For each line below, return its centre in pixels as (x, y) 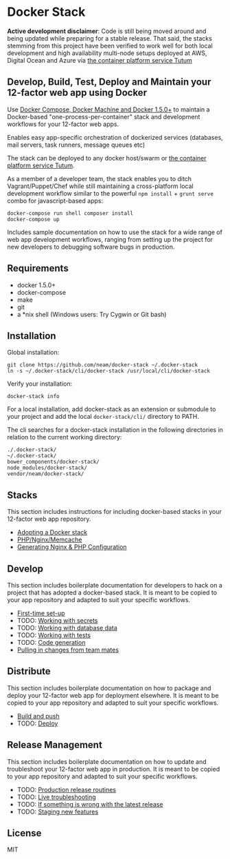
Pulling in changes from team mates (68, 650)
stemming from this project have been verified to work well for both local (110, 45)
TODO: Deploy (37, 723)
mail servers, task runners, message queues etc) (76, 145)
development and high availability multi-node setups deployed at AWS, (107, 53)
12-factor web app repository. (49, 519)
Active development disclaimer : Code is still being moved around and (107, 31)
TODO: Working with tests (54, 635)
